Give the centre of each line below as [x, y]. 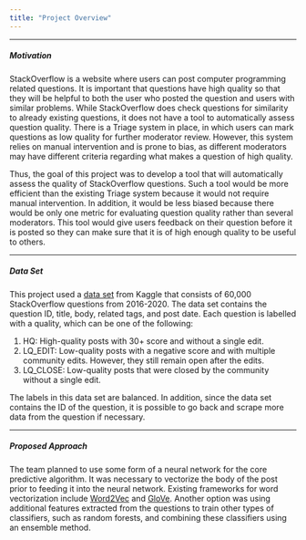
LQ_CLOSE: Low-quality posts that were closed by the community [146, 369]
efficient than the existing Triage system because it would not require [139, 193]
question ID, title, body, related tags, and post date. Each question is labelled [153, 313]
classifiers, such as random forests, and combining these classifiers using [148, 517]
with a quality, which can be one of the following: [102, 323]
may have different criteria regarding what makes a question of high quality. [151, 156]
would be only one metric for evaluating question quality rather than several [152, 213]
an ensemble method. [50, 527]
